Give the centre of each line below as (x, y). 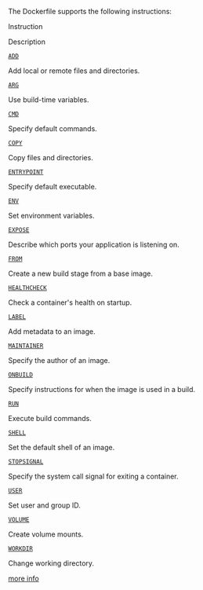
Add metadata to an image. (52, 332)
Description (27, 42)
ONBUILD (21, 375)
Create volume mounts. (46, 534)
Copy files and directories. (51, 158)
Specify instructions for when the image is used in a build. (102, 389)
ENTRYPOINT (26, 172)
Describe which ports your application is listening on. (94, 244)
